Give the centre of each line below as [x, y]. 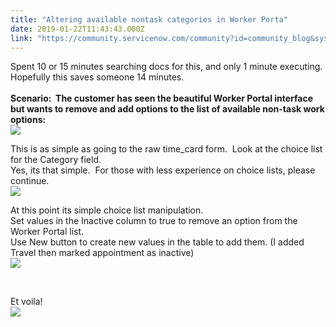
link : [21, 38]
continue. [30, 181]
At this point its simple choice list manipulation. [107, 210]
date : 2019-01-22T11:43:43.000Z [77, 29]
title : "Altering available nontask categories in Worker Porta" [149, 19]
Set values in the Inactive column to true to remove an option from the [154, 221]
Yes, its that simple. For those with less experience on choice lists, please [163, 170]
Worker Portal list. [47, 232]
